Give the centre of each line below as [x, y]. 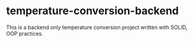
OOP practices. [25, 33]
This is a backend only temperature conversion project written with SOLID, [97, 27]
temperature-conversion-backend [92, 11]
